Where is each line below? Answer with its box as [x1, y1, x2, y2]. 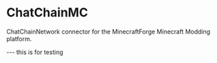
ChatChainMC [6, 5, 88, 21]
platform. [6, 34, 32, 42]
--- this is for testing [6, 48, 63, 56]
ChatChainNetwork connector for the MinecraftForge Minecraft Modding [6, 27, 211, 36]
